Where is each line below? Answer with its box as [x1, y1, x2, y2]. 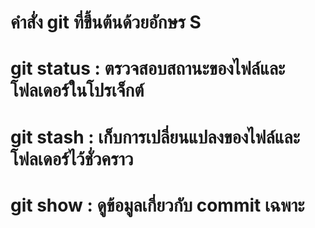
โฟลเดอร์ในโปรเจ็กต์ [10, 79, 145, 102]
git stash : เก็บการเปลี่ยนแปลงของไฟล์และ [10, 126, 300, 148]
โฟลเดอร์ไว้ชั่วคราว [10, 147, 134, 170]
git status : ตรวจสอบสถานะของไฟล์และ [10, 57, 286, 80]
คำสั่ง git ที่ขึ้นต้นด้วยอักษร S [10, 11, 202, 34]
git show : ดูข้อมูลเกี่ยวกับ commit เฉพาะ [10, 194, 305, 216]
